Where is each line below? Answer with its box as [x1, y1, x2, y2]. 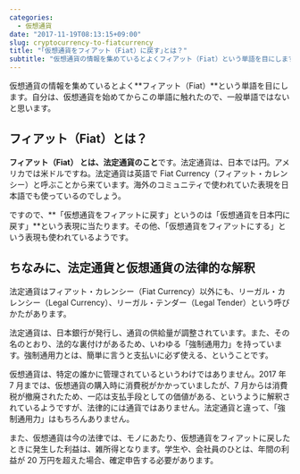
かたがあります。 [9, 308, 71, 318]
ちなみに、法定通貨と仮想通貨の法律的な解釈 [9, 260, 256, 275]
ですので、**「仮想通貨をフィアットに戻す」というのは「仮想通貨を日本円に [9, 209, 291, 220]
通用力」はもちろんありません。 [16, 413, 135, 424]
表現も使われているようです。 [24, 232, 134, 242]
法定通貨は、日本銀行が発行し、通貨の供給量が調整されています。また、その [9, 327, 290, 338]
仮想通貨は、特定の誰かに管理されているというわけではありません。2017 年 [9, 368, 287, 379]
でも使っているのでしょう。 [24, 190, 127, 201]
